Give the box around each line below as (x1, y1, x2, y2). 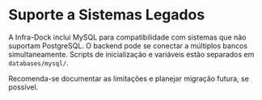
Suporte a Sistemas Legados (8, 6, 205, 24)
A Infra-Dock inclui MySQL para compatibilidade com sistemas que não (8, 32, 247, 42)
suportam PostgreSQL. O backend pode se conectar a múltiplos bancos (8, 40, 248, 50)
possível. (8, 82, 39, 92)
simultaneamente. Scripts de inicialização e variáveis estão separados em (8, 49, 255, 59)
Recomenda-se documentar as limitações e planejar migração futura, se (8, 73, 249, 83)
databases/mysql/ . (8, 58, 69, 68)
